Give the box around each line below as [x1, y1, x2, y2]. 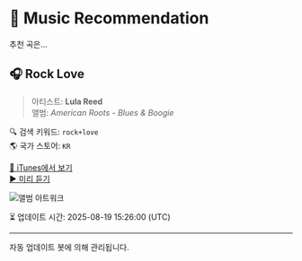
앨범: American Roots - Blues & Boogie [31, 107, 174, 117]
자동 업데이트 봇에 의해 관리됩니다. [9, 241, 129, 252]
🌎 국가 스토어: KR [9, 140, 71, 151]
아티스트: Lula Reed [31, 96, 103, 107]
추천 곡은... [9, 39, 48, 49]
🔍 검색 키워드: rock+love [9, 126, 99, 137]
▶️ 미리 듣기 [9, 173, 51, 184]
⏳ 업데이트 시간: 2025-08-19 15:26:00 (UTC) [9, 211, 171, 222]
